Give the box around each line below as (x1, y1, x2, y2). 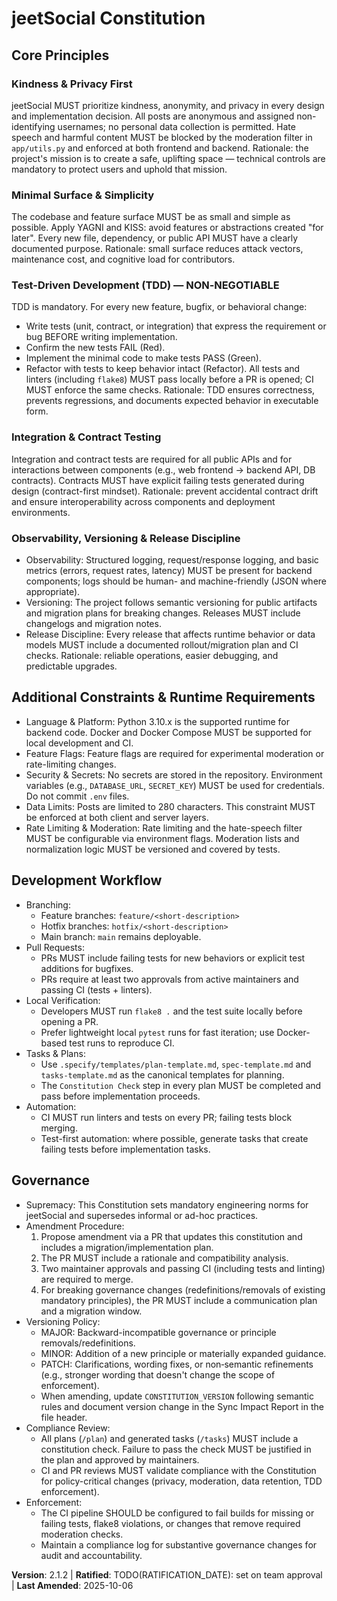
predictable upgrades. (25, 660, 118, 672)
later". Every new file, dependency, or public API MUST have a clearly (11, 232, 299, 244)
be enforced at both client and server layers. (25, 811, 209, 823)
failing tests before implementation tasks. (40, 1143, 211, 1155)
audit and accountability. (40, 1549, 143, 1561)
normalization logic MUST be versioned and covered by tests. (25, 843, 281, 855)
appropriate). (25, 586, 81, 598)
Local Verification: (25, 994, 101, 1006)
